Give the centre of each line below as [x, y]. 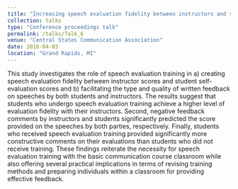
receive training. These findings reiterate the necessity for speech [104, 149]
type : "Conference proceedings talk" [63, 27]
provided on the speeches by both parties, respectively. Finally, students [113, 126]
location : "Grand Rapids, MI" [52, 54]
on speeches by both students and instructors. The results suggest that [112, 96]
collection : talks [34, 21]
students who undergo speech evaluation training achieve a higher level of [116, 103]
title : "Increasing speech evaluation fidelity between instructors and [117, 14]
